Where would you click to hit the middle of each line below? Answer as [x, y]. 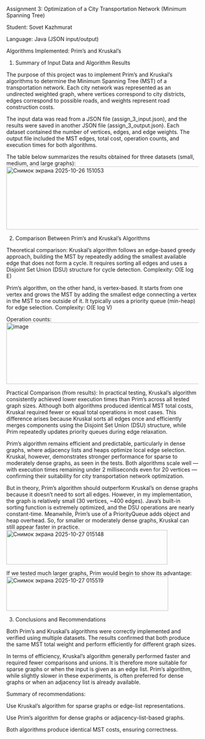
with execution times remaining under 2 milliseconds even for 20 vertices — [102, 470]
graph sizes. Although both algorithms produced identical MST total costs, [100, 406]
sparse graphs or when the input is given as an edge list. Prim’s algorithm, [99, 669]
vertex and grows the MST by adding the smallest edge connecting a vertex [102, 294]
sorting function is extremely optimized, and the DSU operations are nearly [100, 507]
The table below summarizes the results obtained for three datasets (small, [100, 157]
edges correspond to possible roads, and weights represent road [88, 101]
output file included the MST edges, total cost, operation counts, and [93, 138]
